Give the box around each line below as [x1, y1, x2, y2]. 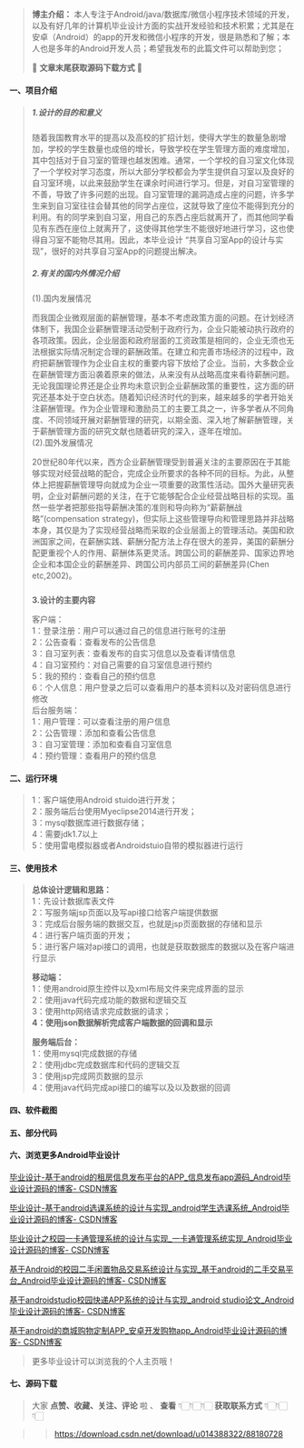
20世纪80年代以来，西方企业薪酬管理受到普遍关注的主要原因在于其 [31, 456, 283, 467]
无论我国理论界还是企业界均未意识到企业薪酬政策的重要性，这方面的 [31, 380, 287, 391]
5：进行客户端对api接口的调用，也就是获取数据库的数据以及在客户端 [31, 941, 287, 953]
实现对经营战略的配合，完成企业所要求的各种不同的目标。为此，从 [39, 467, 287, 478]
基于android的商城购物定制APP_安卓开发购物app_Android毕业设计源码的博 [9, 1324, 288, 1335]
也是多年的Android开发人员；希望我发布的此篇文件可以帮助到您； [39, 43, 284, 54]
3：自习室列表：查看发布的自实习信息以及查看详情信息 [31, 647, 236, 658]
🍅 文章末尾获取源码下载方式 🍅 [31, 63, 143, 73]
